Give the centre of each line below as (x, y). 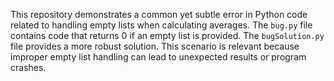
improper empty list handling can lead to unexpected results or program (158, 57)
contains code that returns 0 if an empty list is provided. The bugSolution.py (167, 35)
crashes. (28, 67)
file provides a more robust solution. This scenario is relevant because (155, 46)
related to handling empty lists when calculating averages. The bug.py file (161, 25)
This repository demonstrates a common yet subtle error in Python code (159, 14)
